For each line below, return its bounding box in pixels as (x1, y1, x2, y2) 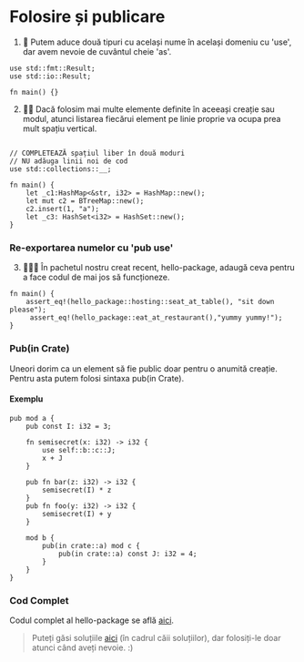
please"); (9, 305, 47, 315)
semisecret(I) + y (42, 509, 112, 518)
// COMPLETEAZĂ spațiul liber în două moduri (9, 148, 185, 158)
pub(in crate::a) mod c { (42, 541, 141, 550)
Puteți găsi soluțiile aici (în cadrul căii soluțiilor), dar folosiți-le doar (31, 633, 281, 644)
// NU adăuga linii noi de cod (9, 157, 128, 166)
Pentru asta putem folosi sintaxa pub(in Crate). (9, 372, 185, 383)
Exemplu (9, 393, 44, 404)
